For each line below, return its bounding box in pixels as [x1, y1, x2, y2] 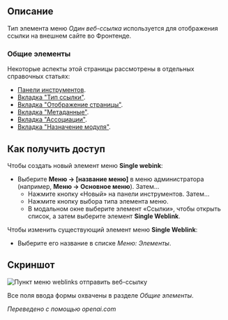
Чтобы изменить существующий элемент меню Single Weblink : [7, 225, 198, 234]
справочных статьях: [7, 73, 70, 81]
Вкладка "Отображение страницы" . [17, 100, 123, 109]
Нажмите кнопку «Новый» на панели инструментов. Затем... [27, 190, 210, 198]
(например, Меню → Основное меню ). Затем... [17, 182, 160, 190]
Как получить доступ [7, 143, 106, 155]
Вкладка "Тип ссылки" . [17, 93, 86, 102]
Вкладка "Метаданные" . [17, 108, 89, 116]
